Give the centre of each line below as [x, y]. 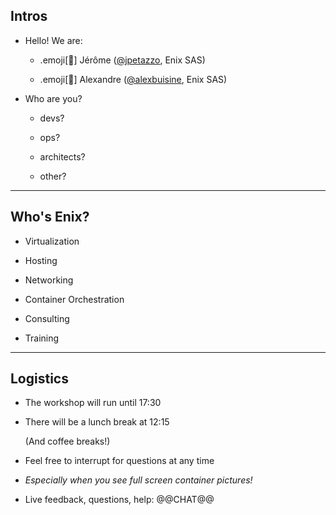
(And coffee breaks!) [67, 441]
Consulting [47, 318]
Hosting [41, 260]
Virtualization [52, 241]
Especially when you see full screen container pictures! [138, 480]
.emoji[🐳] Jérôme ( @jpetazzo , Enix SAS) [122, 60]
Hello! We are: [53, 40]
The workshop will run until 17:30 [93, 403]
